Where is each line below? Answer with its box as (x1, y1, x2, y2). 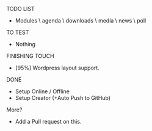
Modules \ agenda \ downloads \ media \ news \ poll (15, 17, 147, 24)
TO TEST (6, 29, 29, 36)
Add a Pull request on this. (15, 118, 82, 125)
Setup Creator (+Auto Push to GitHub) (15, 94, 111, 101)
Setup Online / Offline (15, 88, 70, 95)
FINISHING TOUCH (6, 52, 54, 60)
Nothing (15, 41, 35, 48)
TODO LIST (6, 5, 35, 12)
